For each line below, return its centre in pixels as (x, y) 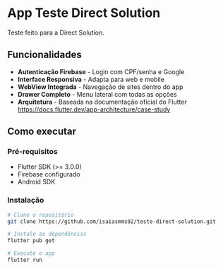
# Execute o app (31, 253)
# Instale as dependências (47, 234)
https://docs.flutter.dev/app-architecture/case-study (94, 109)
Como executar (42, 132)
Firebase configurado (49, 174)
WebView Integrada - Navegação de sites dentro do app (100, 87)
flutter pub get (31, 241)
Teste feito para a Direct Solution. (56, 32)
